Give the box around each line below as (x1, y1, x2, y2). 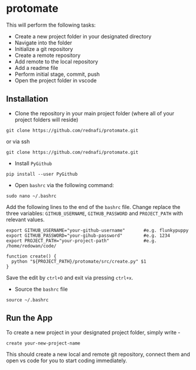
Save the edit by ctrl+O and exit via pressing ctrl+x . (6, 274, 133, 281)
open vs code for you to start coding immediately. (6, 357, 128, 364)
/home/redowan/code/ (6, 243, 57, 249)
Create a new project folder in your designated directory (14, 33, 152, 40)
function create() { (6, 253, 57, 259)
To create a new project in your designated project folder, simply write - (6, 329, 181, 336)
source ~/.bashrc (6, 297, 49, 303)
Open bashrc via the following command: (14, 181, 114, 188)
